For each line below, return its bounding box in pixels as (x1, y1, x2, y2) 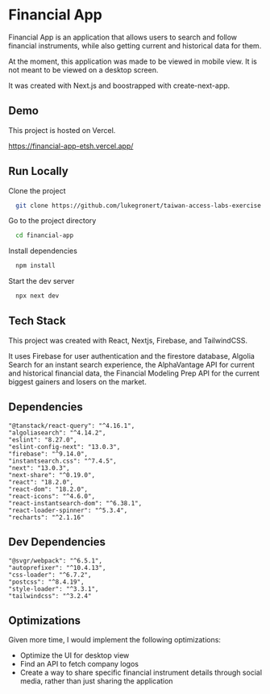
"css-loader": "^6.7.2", (8, 571, 92, 579)
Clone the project (8, 185, 66, 195)
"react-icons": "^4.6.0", (8, 492, 95, 501)
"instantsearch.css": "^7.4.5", (8, 457, 117, 465)
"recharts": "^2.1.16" (8, 513, 85, 522)
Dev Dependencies (8, 535, 106, 549)
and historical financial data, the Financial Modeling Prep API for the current (8, 368, 260, 378)
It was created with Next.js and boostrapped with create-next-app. (8, 81, 231, 90)
